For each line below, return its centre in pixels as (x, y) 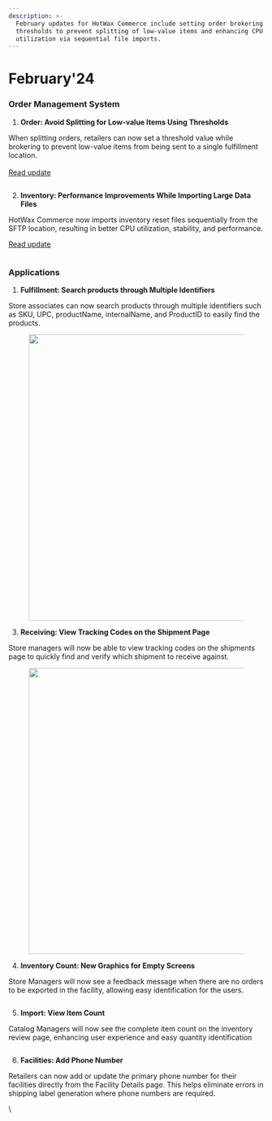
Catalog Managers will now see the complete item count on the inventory (131, 1029)
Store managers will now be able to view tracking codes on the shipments (132, 648)
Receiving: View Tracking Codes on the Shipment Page (115, 632)
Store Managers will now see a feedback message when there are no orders (136, 982)
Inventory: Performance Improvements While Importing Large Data (136, 195)
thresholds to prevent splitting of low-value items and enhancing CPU (140, 31)
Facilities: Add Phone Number (71, 1060)
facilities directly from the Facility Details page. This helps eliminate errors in (136, 1085)
